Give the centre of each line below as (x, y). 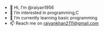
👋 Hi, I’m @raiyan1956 (32, 8)
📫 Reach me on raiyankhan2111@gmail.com (54, 23)
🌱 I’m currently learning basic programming (53, 18)
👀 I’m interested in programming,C (44, 13)
